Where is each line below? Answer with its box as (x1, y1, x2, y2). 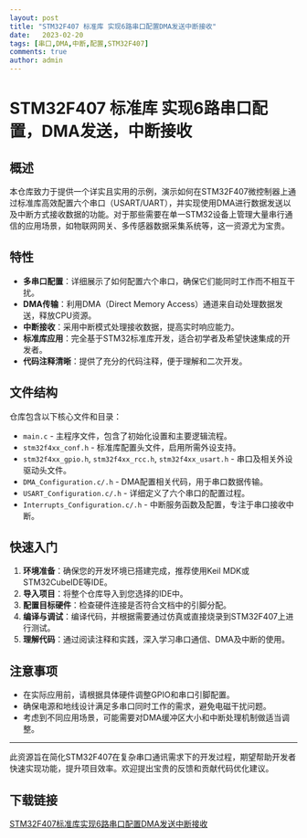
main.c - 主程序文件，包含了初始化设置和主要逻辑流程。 (22, 430, 233, 441)
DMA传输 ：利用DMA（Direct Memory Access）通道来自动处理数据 (22, 298, 276, 309)
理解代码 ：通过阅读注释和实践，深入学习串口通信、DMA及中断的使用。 (22, 634, 291, 645)
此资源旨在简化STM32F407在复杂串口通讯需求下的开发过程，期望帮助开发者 (9, 751, 297, 763)
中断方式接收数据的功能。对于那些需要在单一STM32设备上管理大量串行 (16, 209, 285, 219)
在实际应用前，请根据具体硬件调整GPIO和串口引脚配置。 (22, 689, 235, 700)
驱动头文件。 (22, 464, 71, 475)
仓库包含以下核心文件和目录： (9, 410, 122, 421)
